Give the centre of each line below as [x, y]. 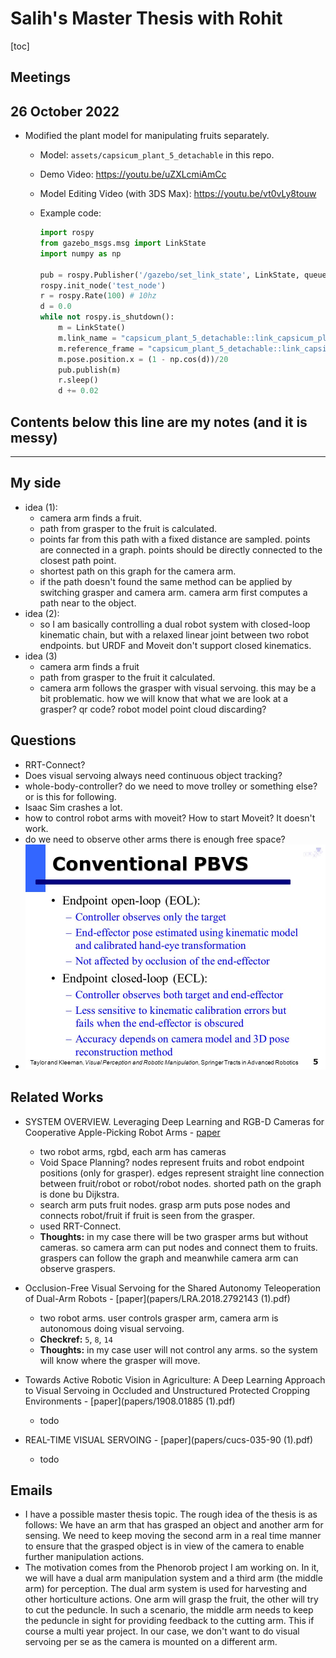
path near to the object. [88, 603]
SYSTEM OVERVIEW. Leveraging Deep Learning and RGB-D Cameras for [174, 1121]
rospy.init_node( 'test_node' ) [103, 285]
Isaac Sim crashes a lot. [73, 807]
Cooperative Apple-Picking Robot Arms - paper [122, 1132]
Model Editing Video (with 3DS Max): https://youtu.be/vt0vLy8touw [178, 194]
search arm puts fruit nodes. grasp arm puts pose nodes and [165, 1204]
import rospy [67, 233]
